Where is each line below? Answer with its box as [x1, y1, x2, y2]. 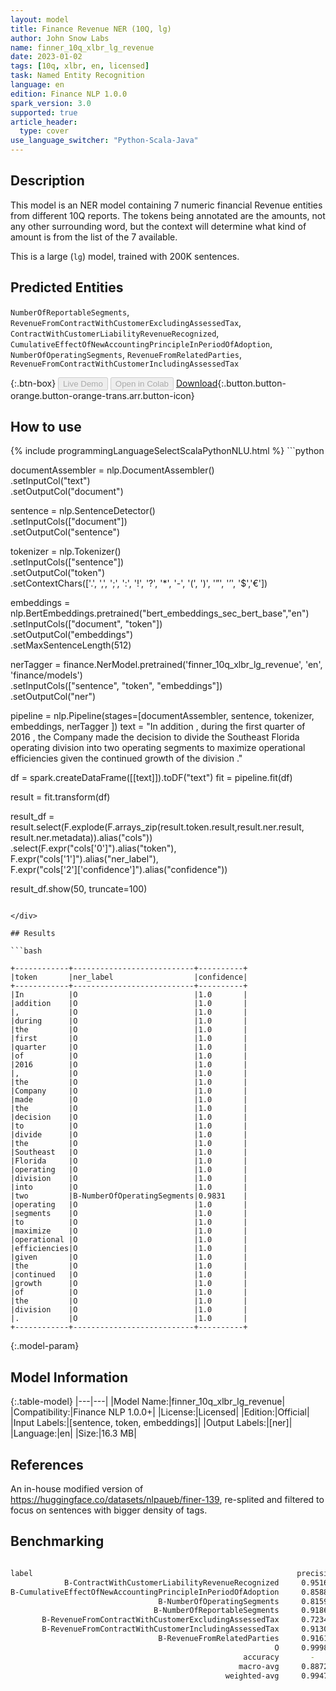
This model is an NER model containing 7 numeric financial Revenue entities [10, 199, 323, 211]
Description [10, 172, 85, 190]
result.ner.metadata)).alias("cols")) [10, 832, 153, 844]
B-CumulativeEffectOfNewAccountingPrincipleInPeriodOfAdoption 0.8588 [10, 1587, 329, 1597]
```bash [10, 946, 43, 956]
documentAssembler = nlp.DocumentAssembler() [10, 464, 215, 476]
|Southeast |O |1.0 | [10, 1147, 248, 1158]
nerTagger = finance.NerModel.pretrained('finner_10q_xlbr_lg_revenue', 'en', [10, 659, 323, 671]
